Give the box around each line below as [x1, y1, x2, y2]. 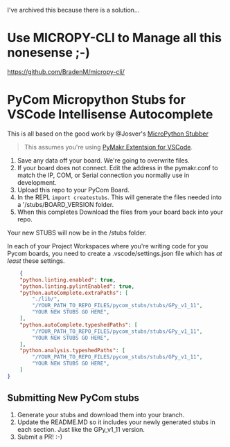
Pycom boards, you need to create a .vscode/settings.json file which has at [7, 249, 222, 257]
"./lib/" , [32, 295, 60, 303]
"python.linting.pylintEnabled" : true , [19, 283, 135, 290]
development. [17, 178, 57, 186]
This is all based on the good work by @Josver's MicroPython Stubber [7, 129, 209, 138]
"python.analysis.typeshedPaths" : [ [19, 347, 126, 354]
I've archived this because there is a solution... [7, 6, 140, 14]
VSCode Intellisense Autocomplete [7, 107, 213, 122]
